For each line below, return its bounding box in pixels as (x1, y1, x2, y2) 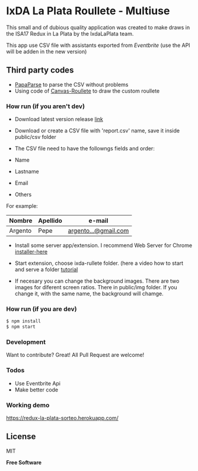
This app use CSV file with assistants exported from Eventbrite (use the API (6, 42, 191, 49)
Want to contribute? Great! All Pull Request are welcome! (6, 352, 145, 359)
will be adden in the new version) (6, 48, 87, 55)
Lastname (14, 168, 40, 175)
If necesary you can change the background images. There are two (14, 277, 180, 285)
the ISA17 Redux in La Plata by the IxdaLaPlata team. (6, 30, 134, 37)
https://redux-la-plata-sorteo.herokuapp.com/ (6, 414, 119, 421)
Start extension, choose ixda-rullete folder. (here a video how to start (14, 260, 184, 267)
